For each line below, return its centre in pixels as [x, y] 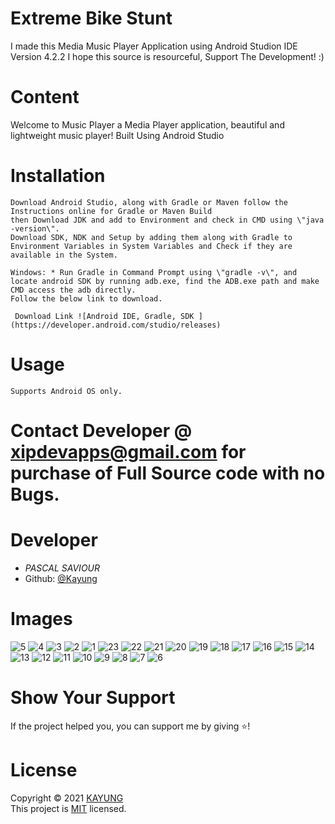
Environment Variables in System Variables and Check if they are [151, 246]
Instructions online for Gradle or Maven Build [111, 211]
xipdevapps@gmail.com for [128, 451]
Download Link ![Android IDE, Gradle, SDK [104, 316]
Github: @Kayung [61, 578]
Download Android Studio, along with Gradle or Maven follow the [149, 202]
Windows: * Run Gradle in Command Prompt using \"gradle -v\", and [154, 272]
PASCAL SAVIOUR [62, 568]
